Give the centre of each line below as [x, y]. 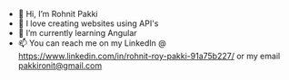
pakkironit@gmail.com [60, 66]
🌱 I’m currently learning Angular [78, 33]
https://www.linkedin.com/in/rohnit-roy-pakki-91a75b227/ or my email [149, 56]
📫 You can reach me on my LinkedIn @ [92, 43]
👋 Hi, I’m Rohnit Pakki [58, 14]
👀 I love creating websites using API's [88, 23]
